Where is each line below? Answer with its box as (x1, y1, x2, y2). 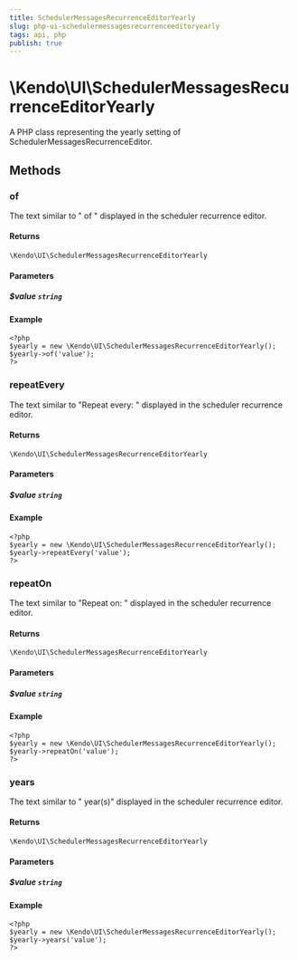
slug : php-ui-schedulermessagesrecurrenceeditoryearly (9, 22, 220, 31)
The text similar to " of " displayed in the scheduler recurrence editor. (9, 210, 267, 221)
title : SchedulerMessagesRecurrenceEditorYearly (9, 13, 196, 23)
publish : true (9, 38, 63, 48)
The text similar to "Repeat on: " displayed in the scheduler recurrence (9, 598, 272, 609)
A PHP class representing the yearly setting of (9, 127, 182, 138)
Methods (9, 162, 61, 178)
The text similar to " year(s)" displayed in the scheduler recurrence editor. (9, 796, 284, 807)
